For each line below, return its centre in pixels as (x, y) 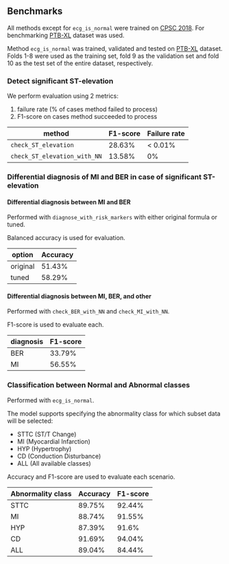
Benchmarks (35, 11)
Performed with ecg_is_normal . (51, 400)
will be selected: (30, 421)
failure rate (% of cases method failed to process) (87, 109)
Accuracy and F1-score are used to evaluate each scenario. (91, 477)
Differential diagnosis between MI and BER (69, 202)
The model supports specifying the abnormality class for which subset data (114, 413)
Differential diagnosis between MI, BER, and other (80, 296)
